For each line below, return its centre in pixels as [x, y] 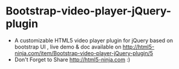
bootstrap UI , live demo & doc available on [68, 47]
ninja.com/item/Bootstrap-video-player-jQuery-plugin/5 [84, 53]
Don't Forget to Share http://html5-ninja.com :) [72, 59]
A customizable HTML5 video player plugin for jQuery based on [94, 40]
